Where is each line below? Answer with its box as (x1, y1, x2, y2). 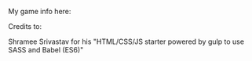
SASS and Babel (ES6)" (8, 45, 84, 54)
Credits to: (8, 22, 42, 30)
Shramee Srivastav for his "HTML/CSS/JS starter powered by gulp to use (8, 37, 245, 46)
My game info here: (8, 7, 71, 16)
